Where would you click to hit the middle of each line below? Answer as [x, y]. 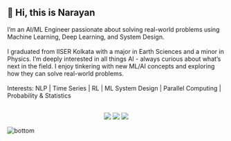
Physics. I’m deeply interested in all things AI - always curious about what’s [114, 59]
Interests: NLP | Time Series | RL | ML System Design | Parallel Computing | [114, 88]
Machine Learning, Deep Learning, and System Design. [86, 37]
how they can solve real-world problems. [66, 73]
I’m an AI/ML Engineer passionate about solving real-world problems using [113, 29]
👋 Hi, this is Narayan [51, 13]
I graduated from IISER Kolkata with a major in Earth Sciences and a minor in [116, 51]
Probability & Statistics [39, 95]
